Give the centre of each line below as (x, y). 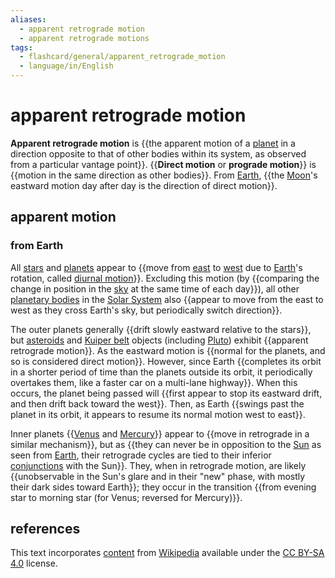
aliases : (28, 19)
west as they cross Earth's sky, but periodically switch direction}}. (146, 310)
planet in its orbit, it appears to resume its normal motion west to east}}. (158, 414)
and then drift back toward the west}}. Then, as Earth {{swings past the (157, 403)
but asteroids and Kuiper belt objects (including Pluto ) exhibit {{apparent (159, 340)
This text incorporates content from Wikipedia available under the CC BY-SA (167, 553)
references (45, 529)
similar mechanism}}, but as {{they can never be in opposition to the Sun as (166, 444)
